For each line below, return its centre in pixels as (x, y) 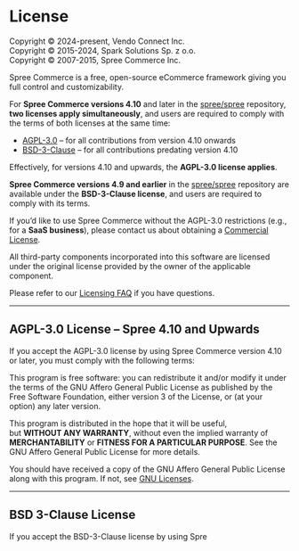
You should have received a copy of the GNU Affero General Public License (147, 469)
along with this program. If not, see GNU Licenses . (101, 478)
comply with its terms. (50, 203)
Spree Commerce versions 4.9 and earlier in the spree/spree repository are (149, 184)
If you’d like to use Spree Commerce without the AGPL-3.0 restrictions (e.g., (148, 220)
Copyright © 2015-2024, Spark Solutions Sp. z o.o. (102, 50)
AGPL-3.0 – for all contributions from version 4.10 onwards (129, 140)
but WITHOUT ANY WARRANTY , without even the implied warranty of (139, 432)
